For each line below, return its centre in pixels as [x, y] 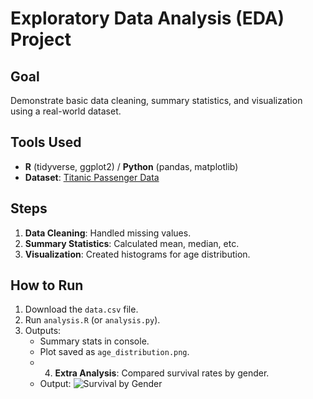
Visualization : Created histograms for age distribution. [137, 254]
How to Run [47, 285]
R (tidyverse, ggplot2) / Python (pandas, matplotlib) [131, 166]
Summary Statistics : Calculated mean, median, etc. [132, 243]
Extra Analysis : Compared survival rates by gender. [162, 373]
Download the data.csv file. [81, 309]
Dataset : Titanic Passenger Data [92, 177]
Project [41, 39]
